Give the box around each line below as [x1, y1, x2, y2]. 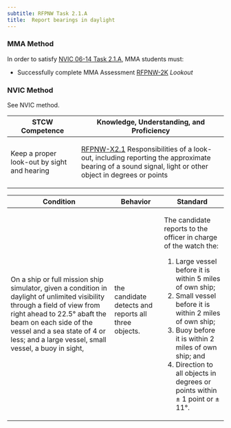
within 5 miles [175, 274, 221, 283]
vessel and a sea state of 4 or [10, 326, 106, 336]
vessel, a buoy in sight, [10, 343, 85, 353]
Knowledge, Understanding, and [96, 118, 205, 127]
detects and [114, 301, 153, 310]
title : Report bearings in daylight [7, 17, 115, 23]
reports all [114, 309, 147, 319]
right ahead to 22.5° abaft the [10, 309, 107, 319]
